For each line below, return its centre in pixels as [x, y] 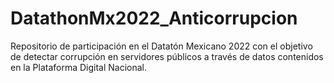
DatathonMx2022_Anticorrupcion [154, 18]
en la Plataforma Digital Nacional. [79, 67]
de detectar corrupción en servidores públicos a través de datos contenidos [167, 56]
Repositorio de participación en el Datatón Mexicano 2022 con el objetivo [161, 46]
